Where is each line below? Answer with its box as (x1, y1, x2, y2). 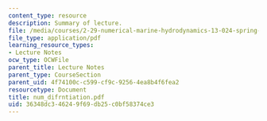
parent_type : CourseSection (8, 71, 102, 79)
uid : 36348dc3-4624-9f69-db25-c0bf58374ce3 (8, 100, 155, 108)
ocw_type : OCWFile (8, 57, 69, 64)
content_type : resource (8, 11, 87, 20)
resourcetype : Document (8, 85, 87, 94)
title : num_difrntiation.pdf (8, 93, 105, 101)
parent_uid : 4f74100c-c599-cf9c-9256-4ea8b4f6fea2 (8, 78, 180, 86)
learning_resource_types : (8, 41, 94, 49)
